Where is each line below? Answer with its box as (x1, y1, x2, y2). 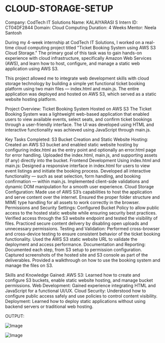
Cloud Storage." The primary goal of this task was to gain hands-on (5, 50, 142, 56)
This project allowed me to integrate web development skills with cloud (5, 75, 149, 81)
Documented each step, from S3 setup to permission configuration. (5, 247, 142, 253)
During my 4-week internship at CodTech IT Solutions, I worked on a (5, 39, 144, 45)
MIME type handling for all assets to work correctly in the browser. (5, 199, 140, 205)
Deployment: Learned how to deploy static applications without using (5, 298, 146, 304)
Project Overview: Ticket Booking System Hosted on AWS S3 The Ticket (5, 106, 152, 112)
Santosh (5, 30, 22, 36)
